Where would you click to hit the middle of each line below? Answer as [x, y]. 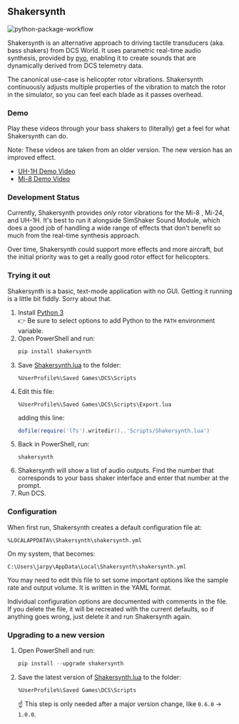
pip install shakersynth [55, 351]
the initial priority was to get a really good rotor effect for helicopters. [109, 257]
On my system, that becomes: [51, 554]
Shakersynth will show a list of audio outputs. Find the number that [116, 471]
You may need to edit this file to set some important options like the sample [118, 580]
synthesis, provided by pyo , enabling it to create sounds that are [102, 58]
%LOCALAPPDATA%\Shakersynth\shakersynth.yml [75, 540]
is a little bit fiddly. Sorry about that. [60, 298]
